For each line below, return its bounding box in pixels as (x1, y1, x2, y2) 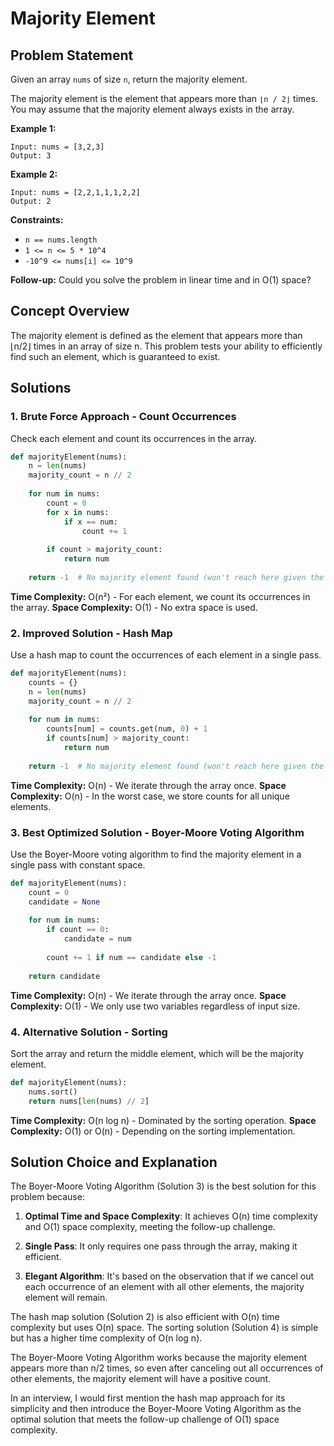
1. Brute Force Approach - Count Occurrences (10, 410, 237, 424)
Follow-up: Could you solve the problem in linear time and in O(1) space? (10, 274, 312, 286)
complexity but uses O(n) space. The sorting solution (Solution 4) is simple (10, 1322, 319, 1334)
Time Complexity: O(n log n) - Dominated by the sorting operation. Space (10, 1114, 317, 1126)
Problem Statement (10, 47, 134, 64)
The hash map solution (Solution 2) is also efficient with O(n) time (10, 1311, 280, 1323)
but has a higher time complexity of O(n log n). (10, 1332, 203, 1344)
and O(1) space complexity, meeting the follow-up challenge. (24, 1221, 276, 1233)
